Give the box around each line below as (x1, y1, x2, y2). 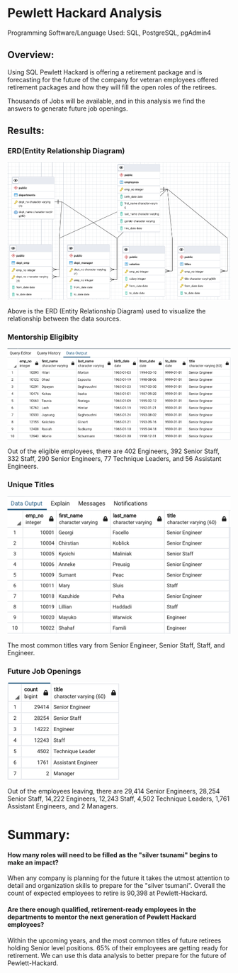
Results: (7, 125, 45, 137)
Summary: (7, 827, 71, 843)
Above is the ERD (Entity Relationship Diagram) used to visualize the (7, 306, 206, 315)
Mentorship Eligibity (7, 332, 79, 342)
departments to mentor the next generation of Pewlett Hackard (7, 913, 197, 921)
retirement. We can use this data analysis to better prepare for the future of (7, 951, 227, 960)
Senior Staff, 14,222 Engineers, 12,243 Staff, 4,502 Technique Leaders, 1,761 (7, 794, 230, 803)
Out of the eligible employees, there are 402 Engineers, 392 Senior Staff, (7, 447, 220, 455)
